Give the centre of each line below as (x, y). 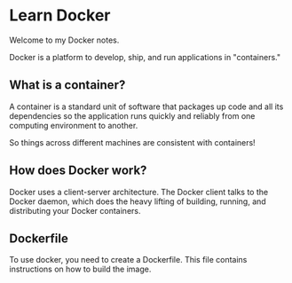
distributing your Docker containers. (75, 210)
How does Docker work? (78, 171)
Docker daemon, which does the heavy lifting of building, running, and (138, 201)
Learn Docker (60, 16)
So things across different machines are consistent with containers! (132, 142)
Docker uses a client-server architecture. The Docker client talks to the (139, 192)
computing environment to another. (74, 125)
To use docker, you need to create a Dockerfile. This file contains (128, 260)
